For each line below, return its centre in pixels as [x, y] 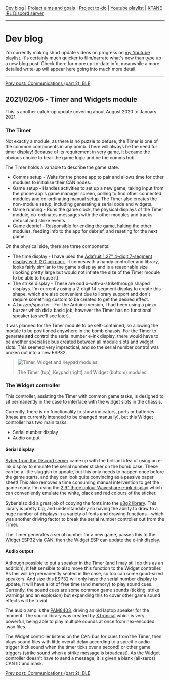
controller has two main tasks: [37, 422]
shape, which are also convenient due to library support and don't [81, 294]
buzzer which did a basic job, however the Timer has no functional [82, 311]
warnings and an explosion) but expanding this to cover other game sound [83, 595]
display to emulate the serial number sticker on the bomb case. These [85, 466]
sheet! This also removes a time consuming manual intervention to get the [82, 482]
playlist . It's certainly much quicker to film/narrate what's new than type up [83, 58]
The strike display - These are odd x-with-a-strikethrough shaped [81, 283]
